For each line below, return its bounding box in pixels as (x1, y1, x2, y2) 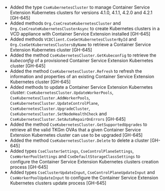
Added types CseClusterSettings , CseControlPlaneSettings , (10, 148, 134, 154)
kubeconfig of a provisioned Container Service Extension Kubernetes (10, 58, 153, 63)
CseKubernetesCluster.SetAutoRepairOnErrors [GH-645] (10, 116, 126, 122)
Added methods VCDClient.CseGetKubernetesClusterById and (10, 36, 137, 42)
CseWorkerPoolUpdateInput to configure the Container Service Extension (10, 175, 158, 180)
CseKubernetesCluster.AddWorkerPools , (10, 95, 90, 101)
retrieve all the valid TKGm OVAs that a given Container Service (10, 127, 141, 132)
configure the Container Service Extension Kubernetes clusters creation (10, 159, 159, 164)
